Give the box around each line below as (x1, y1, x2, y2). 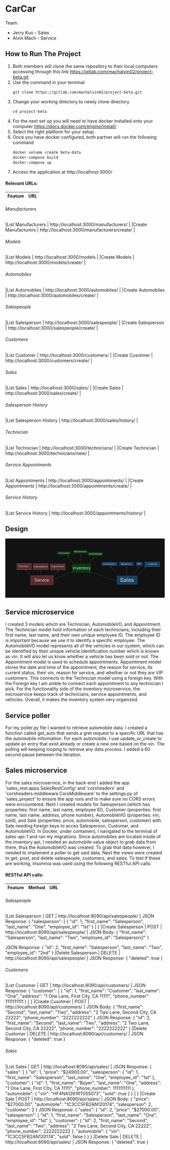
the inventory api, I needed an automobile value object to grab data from (5, 839, 156, 845)
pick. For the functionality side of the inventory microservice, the (5, 686, 140, 692)
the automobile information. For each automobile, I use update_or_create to (5, 735, 162, 741)
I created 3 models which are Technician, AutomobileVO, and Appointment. (5, 621, 162, 627)
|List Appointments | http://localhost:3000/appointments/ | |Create (5, 477, 144, 484)
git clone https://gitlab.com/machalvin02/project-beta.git (12, 90, 142, 95)
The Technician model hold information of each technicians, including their (5, 626, 161, 633)
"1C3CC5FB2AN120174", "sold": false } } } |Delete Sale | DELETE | (5, 1133, 142, 1139)
